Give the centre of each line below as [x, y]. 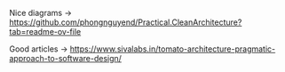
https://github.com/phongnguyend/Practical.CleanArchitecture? [126, 22]
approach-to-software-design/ [66, 58]
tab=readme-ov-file [45, 32]
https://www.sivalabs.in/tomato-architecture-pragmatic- [173, 49]
